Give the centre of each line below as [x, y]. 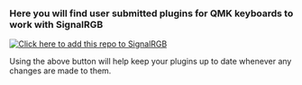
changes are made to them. [60, 71]
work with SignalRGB [56, 24]
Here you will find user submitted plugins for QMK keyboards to [151, 13]
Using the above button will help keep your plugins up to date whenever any [151, 62]
